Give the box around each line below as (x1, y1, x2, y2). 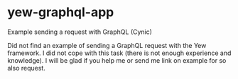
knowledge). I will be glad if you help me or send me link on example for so (7, 56, 227, 64)
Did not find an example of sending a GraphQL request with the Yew (7, 41, 207, 49)
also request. (7, 63, 46, 72)
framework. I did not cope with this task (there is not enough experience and (7, 49, 232, 57)
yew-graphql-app (7, 4, 114, 20)
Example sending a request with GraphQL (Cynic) (7, 28, 153, 36)
